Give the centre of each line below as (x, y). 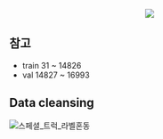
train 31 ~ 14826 (52, 65)
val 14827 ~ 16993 (56, 75)
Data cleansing (52, 103)
